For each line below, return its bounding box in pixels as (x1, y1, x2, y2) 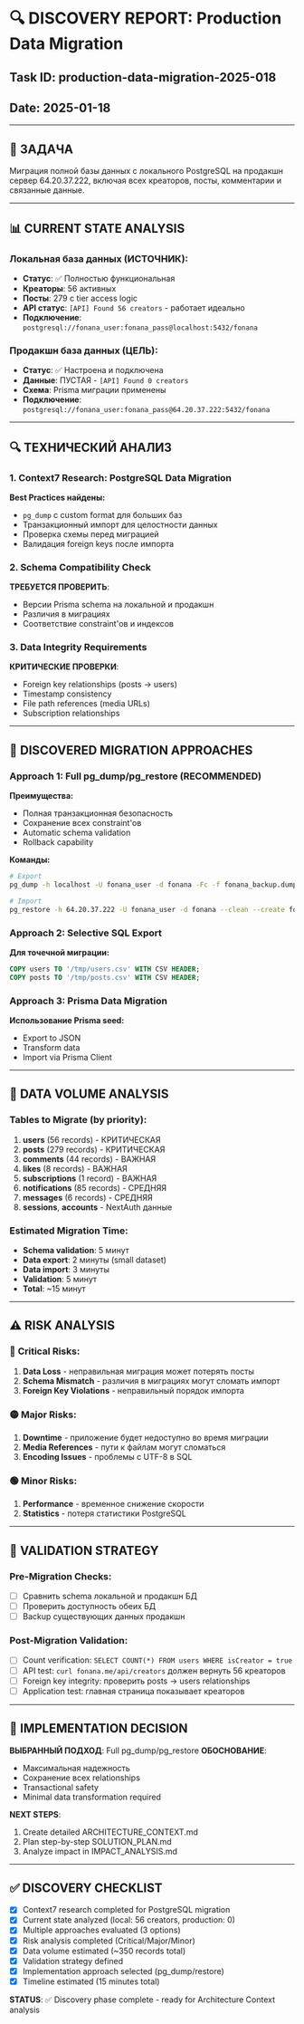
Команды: (9, 854, 51, 866)
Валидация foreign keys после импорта (22, 538, 175, 549)
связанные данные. (9, 185, 85, 196)
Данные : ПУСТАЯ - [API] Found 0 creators (22, 375, 189, 386)
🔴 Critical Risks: (9, 1345, 81, 1357)
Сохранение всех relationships (22, 1772, 140, 1783)
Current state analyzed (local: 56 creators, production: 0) (22, 1914, 235, 1925)
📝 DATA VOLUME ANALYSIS (9, 1087, 169, 1102)
